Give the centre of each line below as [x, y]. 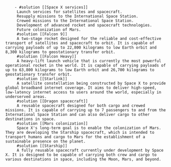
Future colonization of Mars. [49, 30]
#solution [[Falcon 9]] [42, 34]
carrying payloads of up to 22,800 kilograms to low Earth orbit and [81, 47]
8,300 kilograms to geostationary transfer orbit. [60, 52]
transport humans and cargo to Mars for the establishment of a [75, 137]
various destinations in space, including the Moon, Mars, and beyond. [83, 159]
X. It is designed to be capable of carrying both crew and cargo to [81, 155]
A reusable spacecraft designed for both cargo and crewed [81, 106]
